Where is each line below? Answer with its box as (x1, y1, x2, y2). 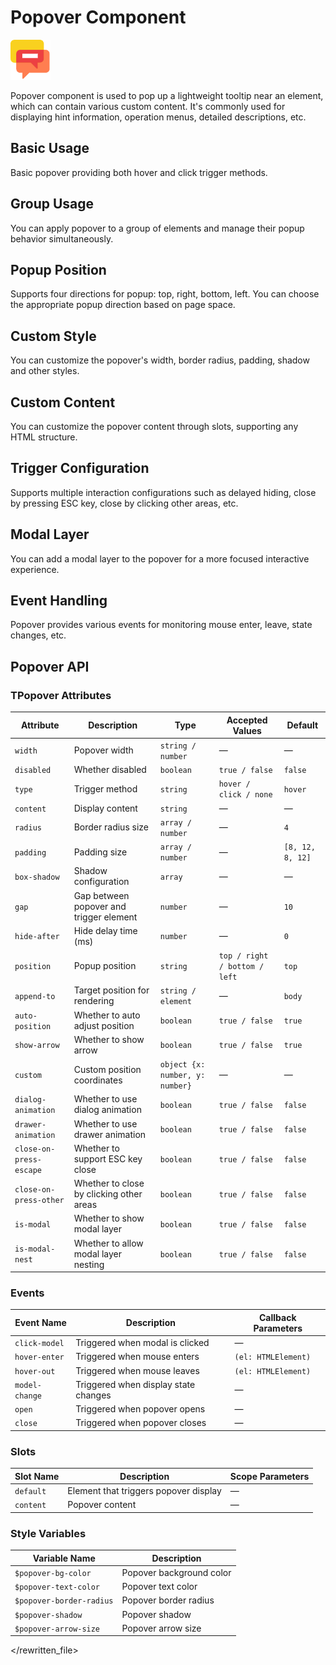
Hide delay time (73, 924, 138, 936)
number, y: (159, 1071, 206, 1081)
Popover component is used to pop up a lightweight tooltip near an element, (10, 89, 324, 101)
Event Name (14, 1317, 67, 1329)
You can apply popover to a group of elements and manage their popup (10, 222, 305, 234)
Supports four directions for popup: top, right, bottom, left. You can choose (10, 288, 320, 300)
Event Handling (10, 592, 108, 610)
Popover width (73, 744, 134, 756)
